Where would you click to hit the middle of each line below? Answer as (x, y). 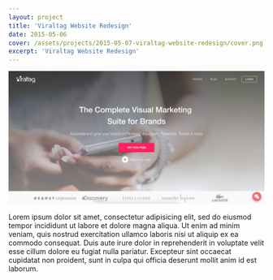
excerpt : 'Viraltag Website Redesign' (74, 52)
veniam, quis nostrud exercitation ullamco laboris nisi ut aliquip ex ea (123, 235)
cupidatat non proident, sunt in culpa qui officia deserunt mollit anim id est (133, 261)
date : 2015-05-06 (38, 34)
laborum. (24, 269)
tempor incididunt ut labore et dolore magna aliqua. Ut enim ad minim (124, 226)
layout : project (36, 17)
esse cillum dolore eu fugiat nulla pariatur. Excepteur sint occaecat (120, 252)
